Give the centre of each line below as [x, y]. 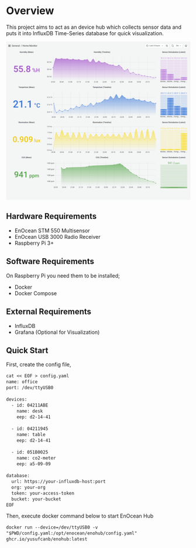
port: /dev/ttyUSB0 [30, 388]
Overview [30, 11]
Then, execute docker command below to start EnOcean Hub [80, 516]
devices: [17, 400]
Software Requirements [50, 261]
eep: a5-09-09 [34, 464]
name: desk [30, 411]
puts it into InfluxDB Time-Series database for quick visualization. [85, 33]
